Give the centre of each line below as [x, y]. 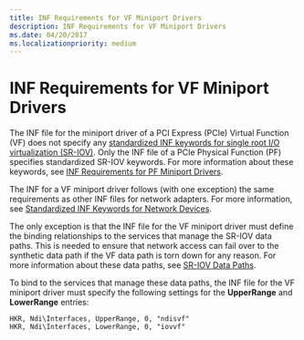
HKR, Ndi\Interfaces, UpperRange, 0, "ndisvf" [100, 319]
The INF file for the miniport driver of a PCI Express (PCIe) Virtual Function [149, 133]
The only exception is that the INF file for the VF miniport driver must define [152, 227]
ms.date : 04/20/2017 [49, 35]
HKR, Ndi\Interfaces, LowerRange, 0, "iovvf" [97, 327]
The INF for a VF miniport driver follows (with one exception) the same [142, 190]
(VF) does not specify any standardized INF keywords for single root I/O [145, 143]
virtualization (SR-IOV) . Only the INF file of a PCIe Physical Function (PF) [146, 152]
